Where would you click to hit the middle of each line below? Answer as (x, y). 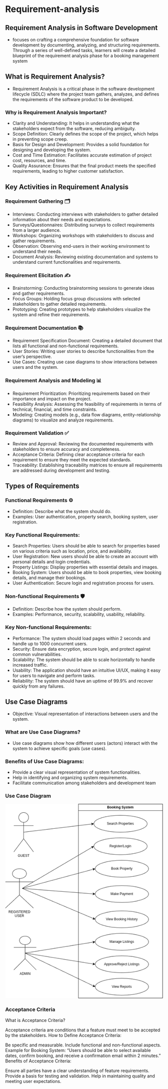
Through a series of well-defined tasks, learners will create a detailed (84, 50)
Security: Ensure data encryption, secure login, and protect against (81, 649)
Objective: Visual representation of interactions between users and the (85, 714)
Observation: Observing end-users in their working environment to (81, 246)
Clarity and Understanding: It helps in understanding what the (76, 123)
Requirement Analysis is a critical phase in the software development (83, 89)
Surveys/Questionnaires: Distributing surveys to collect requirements (83, 225)
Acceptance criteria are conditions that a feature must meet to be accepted (83, 1030)
